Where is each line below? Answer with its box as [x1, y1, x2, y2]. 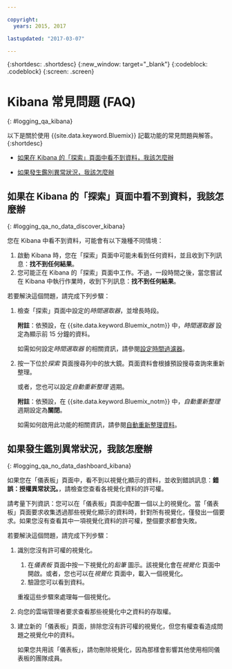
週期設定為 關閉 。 [17, 406, 66, 414]
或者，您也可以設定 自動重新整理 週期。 [17, 383, 128, 391]
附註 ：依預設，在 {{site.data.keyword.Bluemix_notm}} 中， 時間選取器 [17, 321, 214, 329]
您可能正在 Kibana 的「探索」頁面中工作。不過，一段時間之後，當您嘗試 [17, 268, 222, 277]
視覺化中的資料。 [29, 630, 78, 639]
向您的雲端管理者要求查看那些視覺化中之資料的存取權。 [17, 607, 175, 616]
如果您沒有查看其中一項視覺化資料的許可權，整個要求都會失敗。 [19, 516, 201, 524]
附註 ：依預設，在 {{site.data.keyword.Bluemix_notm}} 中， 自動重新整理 [17, 397, 220, 405]
